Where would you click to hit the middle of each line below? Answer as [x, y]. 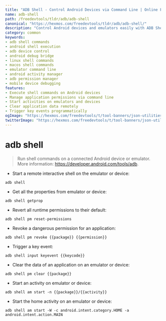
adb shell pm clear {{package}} [38, 274]
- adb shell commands [27, 42]
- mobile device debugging [33, 83]
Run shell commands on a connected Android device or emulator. [84, 159]
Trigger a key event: [33, 246]
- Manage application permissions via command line [59, 97]
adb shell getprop [24, 201]
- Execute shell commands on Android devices [53, 93]
